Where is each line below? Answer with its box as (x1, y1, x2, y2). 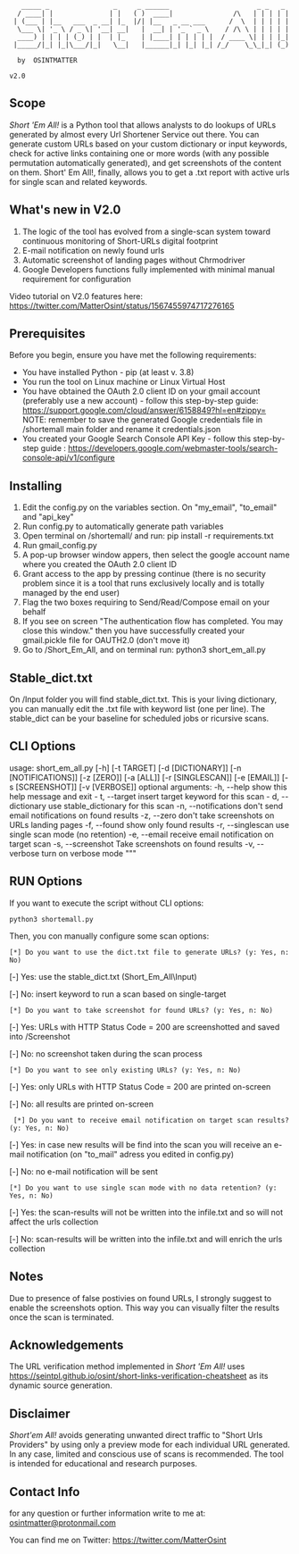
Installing (9, 478, 62, 493)
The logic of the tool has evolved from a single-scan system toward (21, 226, 270, 237)
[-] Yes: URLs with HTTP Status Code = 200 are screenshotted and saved (9, 1021, 280, 1032)
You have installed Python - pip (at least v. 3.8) (21, 367, 195, 378)
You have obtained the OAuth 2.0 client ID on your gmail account (21, 386, 261, 397)
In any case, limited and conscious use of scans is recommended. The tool (9, 1449, 284, 1459)
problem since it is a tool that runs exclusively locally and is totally (21, 578, 265, 589)
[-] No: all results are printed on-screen (9, 1099, 154, 1109)
